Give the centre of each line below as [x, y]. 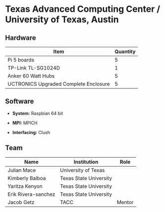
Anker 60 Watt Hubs [31, 76]
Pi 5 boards [21, 60]
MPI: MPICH [25, 123]
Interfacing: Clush [31, 132]
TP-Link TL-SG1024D [34, 68]
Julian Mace [22, 170]
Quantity [125, 52]
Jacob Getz [21, 202]
